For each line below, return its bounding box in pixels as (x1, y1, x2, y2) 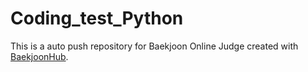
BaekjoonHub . (10, 50, 69, 62)
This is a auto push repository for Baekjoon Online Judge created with (10, 40, 299, 52)
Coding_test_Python (10, 7, 184, 30)
